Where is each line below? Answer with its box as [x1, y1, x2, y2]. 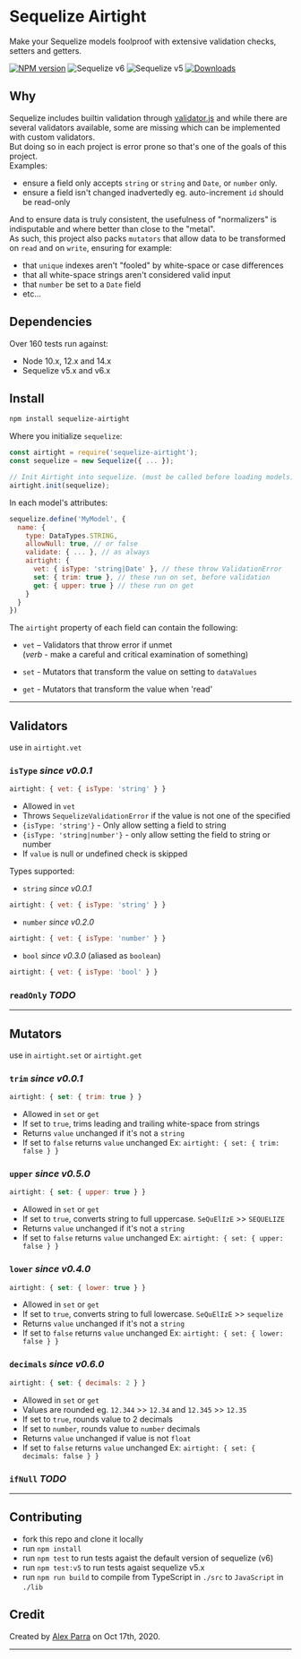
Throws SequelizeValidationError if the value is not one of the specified [21, 811, 291, 821]
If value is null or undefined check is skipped [21, 848, 188, 859]
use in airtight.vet [9, 742, 82, 753]
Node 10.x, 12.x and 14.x [21, 356, 112, 366]
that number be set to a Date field [21, 279, 142, 289]
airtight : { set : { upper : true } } [9, 1188, 146, 1197]
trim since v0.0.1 [9, 1072, 83, 1085]
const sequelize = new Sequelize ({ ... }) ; [9, 457, 175, 466]
